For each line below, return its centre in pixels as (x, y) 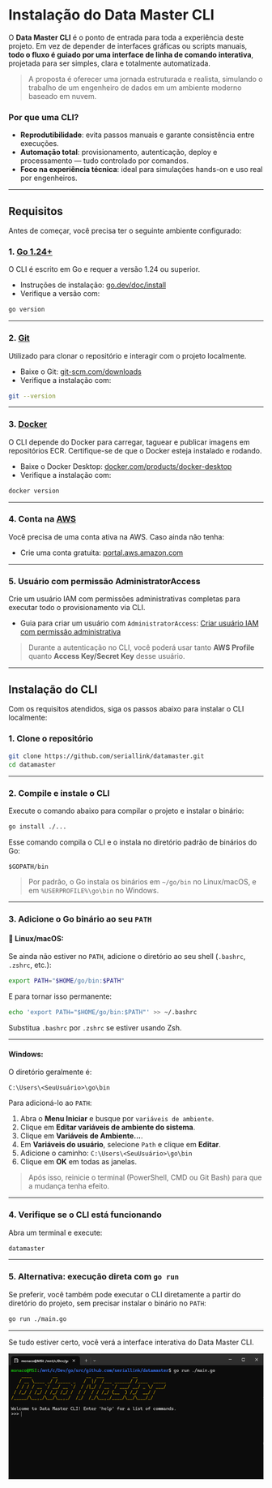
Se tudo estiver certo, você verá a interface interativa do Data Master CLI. (132, 1342)
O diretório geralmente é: (50, 1072)
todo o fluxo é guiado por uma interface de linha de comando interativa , (131, 54)
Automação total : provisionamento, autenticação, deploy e (119, 153)
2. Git (19, 338)
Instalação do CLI (53, 689)
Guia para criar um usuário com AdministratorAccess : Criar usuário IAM (139, 623)
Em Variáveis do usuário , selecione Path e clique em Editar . (120, 1145)
